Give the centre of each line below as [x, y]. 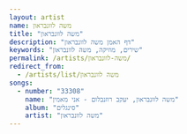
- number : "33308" [51, 91]
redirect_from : [37, 67]
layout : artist [37, 17]
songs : [21, 83]
